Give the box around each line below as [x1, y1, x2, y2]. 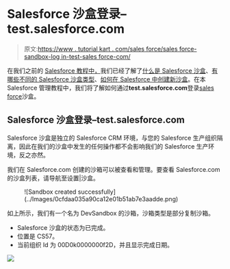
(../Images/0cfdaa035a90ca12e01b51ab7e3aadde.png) [24, 194, 179, 203]
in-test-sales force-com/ [61, 52, 131, 60]
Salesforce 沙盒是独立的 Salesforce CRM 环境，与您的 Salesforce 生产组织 [7, 133, 217, 142]
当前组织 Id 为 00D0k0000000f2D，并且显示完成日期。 [16, 240, 173, 248]
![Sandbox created [24, 188, 77, 196]
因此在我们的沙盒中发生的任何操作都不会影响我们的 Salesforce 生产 [18, 142, 209, 151]
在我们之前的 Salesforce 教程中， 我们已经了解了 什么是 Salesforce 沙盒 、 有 [7, 66, 218, 75]
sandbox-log [23, 52, 60, 60]
